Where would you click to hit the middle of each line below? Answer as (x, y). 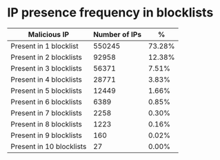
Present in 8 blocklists (47, 124)
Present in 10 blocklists (49, 146)
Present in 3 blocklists (47, 68)
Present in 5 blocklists (47, 91)
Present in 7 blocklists (47, 113)
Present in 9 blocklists (47, 135)
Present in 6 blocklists (47, 102)
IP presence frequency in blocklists (110, 13)
